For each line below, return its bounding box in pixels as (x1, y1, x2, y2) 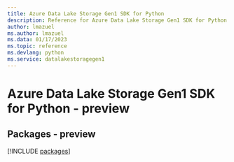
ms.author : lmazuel (7, 29, 64, 37)
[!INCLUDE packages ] (7, 147, 71, 155)
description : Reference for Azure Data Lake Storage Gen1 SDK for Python (7, 17, 228, 24)
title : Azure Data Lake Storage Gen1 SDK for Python (7, 10, 165, 17)
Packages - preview (7, 128, 96, 140)
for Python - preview (7, 101, 130, 116)
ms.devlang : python (7, 50, 64, 57)
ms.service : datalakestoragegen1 (7, 56, 105, 63)
